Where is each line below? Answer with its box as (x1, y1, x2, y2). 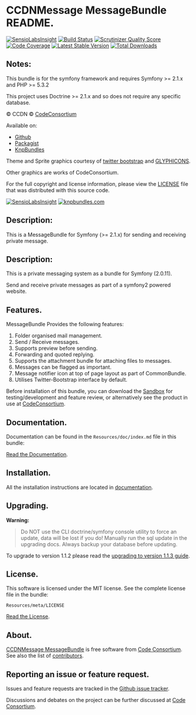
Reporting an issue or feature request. (6, 669, 149, 679)
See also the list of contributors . (6, 652, 84, 659)
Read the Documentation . (6, 451, 68, 458)
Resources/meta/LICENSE (6, 603, 65, 608)
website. (6, 288, 27, 295)
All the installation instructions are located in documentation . (6, 484, 153, 491)
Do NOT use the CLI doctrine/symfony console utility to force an (20, 528, 177, 535)
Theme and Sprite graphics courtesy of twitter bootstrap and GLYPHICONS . (6, 157, 191, 165)
